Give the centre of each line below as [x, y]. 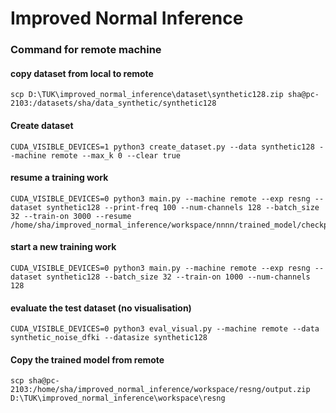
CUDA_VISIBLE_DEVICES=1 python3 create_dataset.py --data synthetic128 [162, 147]
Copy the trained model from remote [87, 359]
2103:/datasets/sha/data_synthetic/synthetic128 [113, 103]
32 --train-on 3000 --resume [71, 216]
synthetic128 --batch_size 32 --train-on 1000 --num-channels [178, 277]
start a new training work [63, 247]
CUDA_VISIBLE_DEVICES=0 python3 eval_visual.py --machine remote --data [165, 329]
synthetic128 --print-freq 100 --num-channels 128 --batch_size [183, 207]
